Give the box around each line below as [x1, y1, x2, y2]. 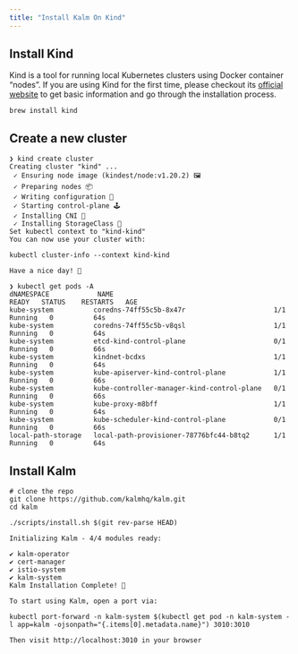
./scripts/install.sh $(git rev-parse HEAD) [9, 519, 178, 528]
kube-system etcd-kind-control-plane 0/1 [9, 337, 286, 346]
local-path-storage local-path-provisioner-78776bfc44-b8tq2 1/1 [9, 431, 286, 440]
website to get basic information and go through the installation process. [9, 89, 277, 99]
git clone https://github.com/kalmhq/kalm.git [9, 495, 186, 504]
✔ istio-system [9, 565, 66, 574]
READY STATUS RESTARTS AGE [9, 297, 139, 307]
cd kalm [9, 503, 38, 512]
